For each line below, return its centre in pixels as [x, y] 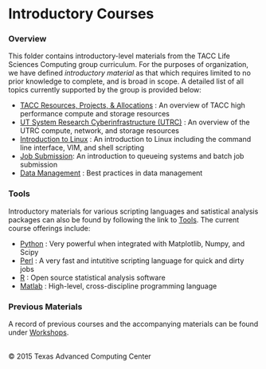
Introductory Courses [81, 14]
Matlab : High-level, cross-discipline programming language [118, 286]
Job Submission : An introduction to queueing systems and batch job [132, 156]
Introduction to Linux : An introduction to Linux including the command [135, 139]
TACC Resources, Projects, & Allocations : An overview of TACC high [132, 105]
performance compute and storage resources [94, 114]
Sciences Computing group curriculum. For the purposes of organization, [129, 65]
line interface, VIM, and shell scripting [82, 147]
